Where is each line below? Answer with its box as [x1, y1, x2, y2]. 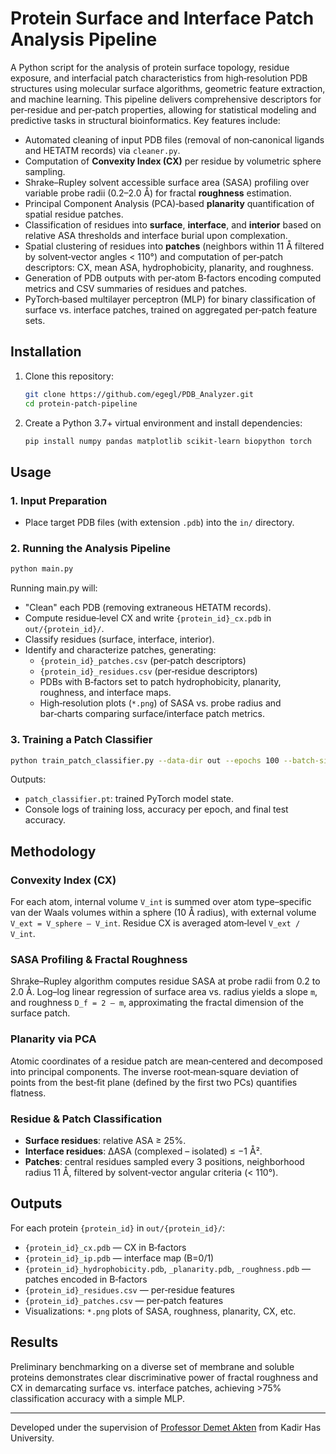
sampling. [24, 165, 66, 177]
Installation [10, 343, 82, 361]
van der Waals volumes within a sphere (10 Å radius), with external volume [10, 907, 317, 919]
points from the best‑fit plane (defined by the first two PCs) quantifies [10, 1076, 298, 1088]
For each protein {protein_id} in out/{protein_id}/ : [10, 1222, 226, 1234]
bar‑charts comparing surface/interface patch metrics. [39, 708, 265, 720]
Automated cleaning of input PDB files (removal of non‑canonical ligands [24, 133, 325, 146]
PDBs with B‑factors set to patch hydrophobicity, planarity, [39, 676, 282, 688]
